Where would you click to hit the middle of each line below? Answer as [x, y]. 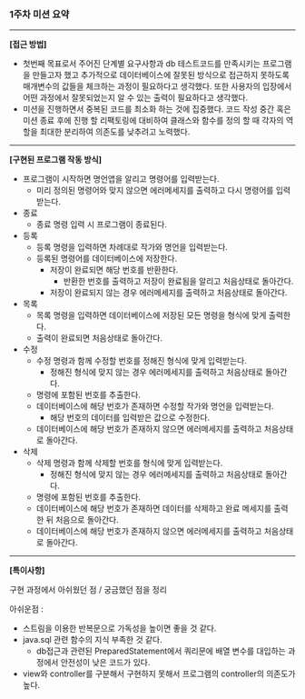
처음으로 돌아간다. [88, 520]
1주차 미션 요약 [39, 14]
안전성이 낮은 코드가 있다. [105, 663]
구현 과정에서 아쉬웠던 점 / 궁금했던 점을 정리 [89, 590]
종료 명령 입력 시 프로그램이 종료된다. [102, 225]
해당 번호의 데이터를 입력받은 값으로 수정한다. [130, 418]
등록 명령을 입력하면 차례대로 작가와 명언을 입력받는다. [132, 247]
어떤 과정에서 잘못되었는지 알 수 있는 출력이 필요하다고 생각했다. [135, 98]
